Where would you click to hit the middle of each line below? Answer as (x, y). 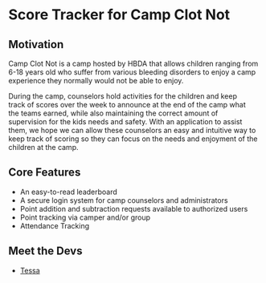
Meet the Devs (45, 251)
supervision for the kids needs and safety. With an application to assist (125, 121)
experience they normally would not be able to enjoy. (96, 81)
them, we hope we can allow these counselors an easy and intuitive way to (132, 130)
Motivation (36, 44)
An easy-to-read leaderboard (69, 192)
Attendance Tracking (55, 225)
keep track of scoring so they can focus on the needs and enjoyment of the (133, 139)
